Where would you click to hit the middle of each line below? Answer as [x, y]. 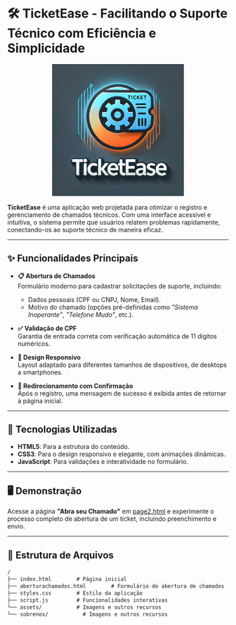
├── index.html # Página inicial [67, 579]
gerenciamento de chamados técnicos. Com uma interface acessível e [109, 215]
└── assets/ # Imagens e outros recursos [84, 607]
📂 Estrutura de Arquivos [61, 555]
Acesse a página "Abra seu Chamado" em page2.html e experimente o [111, 512]
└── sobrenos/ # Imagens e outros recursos [88, 614]
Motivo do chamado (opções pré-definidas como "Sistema [113, 307]
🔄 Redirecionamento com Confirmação [75, 386]
